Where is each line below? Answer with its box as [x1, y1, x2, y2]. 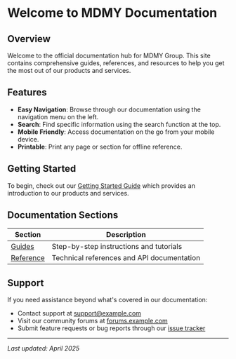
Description [105, 230, 146, 240]
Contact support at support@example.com [17, 309, 142, 318]
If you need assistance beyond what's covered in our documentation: [7, 296, 208, 304]
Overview [7, 33, 51, 45]
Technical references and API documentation [51, 253, 201, 263]
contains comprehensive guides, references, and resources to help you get [7, 59, 225, 67]
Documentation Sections [7, 209, 119, 222]
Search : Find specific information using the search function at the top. [17, 120, 221, 128]
